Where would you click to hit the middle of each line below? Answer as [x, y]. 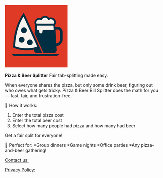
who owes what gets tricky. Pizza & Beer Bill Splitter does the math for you [82, 90]
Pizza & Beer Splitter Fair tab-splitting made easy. [57, 75]
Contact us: [17, 160]
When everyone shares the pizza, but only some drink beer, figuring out [79, 85]
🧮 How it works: [21, 105]
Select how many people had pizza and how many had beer [74, 126]
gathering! [36, 150]
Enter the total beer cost [37, 120]
